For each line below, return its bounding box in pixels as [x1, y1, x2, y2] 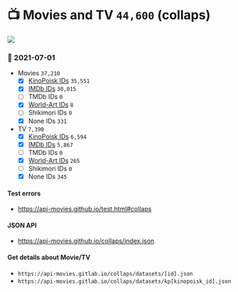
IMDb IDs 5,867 [28, 140, 73, 148]
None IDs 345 [28, 172, 67, 180]
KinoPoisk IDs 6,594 [28, 132, 87, 141]
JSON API [7, 221, 37, 229]
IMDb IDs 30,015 [28, 85, 77, 93]
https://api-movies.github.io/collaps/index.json [17, 237, 155, 245]
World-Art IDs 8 [28, 100, 74, 109]
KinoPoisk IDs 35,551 [28, 77, 90, 85]
